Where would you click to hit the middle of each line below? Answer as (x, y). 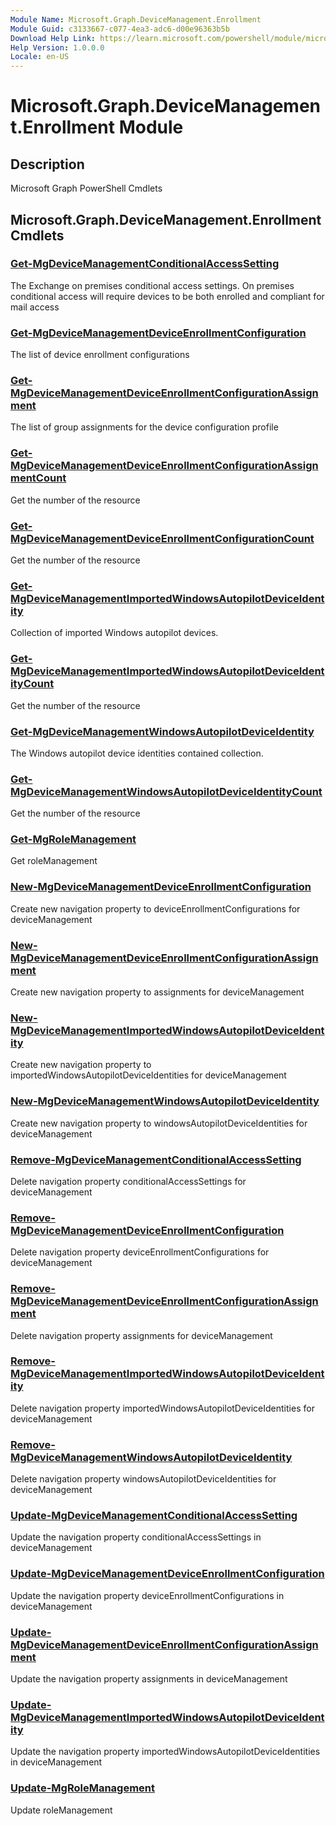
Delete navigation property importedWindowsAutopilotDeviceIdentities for (162, 1408)
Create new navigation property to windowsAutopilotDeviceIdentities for (159, 1123)
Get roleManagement (54, 861)
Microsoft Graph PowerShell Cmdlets (86, 188)
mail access (35, 307)
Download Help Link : (53, 38)
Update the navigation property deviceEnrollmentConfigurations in (147, 1595)
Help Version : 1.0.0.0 (57, 47)
